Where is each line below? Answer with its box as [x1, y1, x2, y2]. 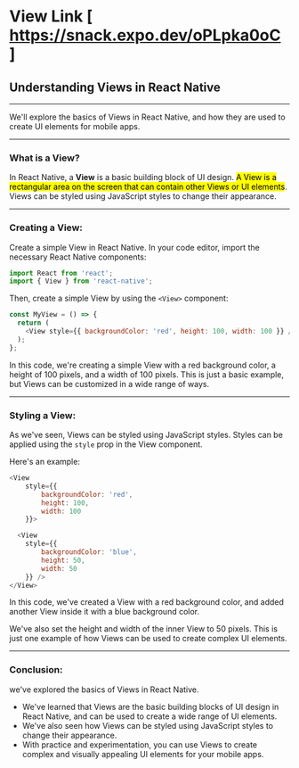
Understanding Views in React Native [9, 79, 221, 95]
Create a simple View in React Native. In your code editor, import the [9, 242, 260, 252]
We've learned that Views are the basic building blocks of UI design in [21, 701, 279, 712]
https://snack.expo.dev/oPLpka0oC [9, 25, 281, 45]
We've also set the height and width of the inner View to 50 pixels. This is [9, 623, 279, 634]
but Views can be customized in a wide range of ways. [9, 378, 210, 389]
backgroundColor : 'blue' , [41, 548, 138, 557]
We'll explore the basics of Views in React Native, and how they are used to [9, 111, 287, 122]
